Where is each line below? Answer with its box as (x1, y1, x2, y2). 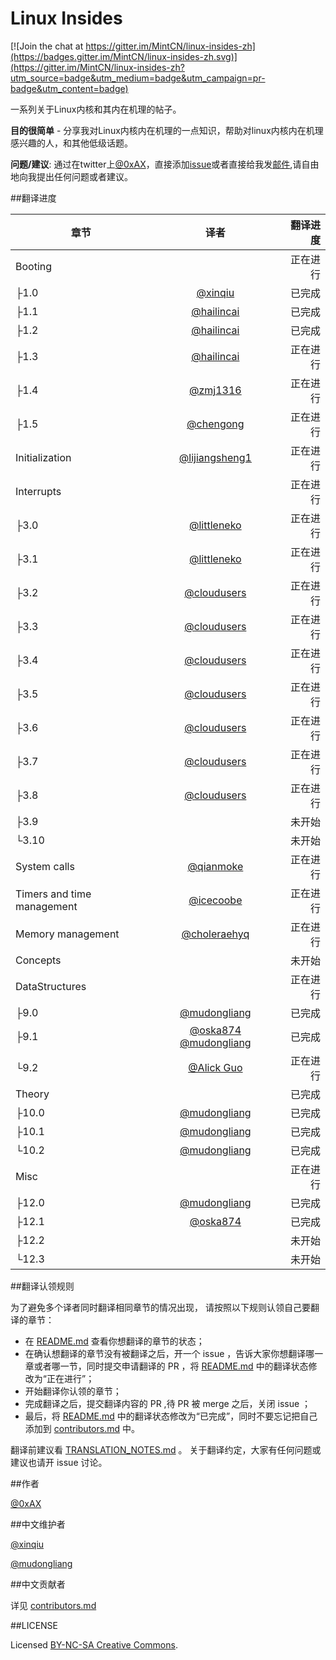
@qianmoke (187, 859, 244, 873)
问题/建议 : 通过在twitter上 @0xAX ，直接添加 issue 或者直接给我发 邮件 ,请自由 (10, 158, 320, 170)
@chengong (186, 417, 245, 431)
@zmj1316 (189, 383, 242, 397)
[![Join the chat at (10, 40, 84, 52)
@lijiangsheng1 (178, 450, 252, 464)
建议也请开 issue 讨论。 (10, 1456, 108, 1468)
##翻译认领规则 (10, 1280, 75, 1292)
